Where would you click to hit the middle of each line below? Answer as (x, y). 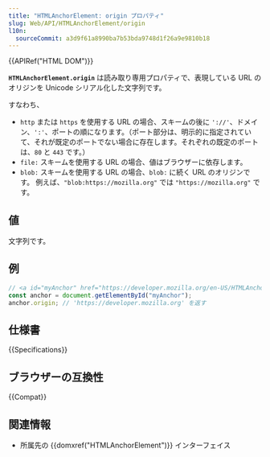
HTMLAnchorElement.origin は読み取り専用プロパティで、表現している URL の (135, 78)
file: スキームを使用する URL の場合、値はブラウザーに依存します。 (133, 163)
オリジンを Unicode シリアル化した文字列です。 (87, 88)
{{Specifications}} (38, 350)
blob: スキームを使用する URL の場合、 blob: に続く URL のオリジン (131, 172)
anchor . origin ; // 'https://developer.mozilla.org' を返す (107, 303)
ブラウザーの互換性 (56, 377)
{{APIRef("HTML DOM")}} (51, 61)
